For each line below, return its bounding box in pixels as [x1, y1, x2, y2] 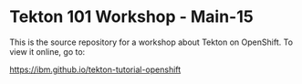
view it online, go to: [9, 46, 86, 57]
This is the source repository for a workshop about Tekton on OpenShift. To [9, 37, 294, 47]
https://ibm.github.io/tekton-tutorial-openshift [9, 64, 182, 75]
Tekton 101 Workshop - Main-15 [9, 6, 254, 27]
